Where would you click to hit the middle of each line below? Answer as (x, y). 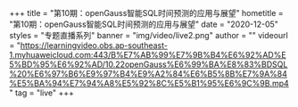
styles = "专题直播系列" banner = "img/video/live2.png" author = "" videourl (149, 35)
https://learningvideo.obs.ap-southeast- (94, 45)
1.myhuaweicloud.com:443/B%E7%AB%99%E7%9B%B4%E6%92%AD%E (148, 55)
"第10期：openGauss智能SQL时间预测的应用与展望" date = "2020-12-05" (144, 24)
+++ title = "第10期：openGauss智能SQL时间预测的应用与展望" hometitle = (146, 13)
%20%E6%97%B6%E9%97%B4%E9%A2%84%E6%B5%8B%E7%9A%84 (148, 74)
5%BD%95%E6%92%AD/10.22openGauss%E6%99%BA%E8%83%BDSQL (149, 64)
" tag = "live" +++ (41, 93)
